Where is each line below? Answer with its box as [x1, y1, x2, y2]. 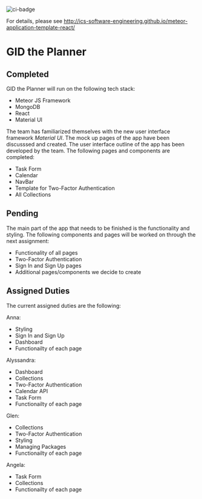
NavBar [15, 178, 34, 185]
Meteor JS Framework [15, 97, 71, 104]
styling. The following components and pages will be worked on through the [6, 230, 196, 238]
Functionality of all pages [15, 249, 78, 256]
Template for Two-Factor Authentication [15, 184, 115, 192]
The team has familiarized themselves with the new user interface [6, 128, 171, 135]
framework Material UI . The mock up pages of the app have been [6, 134, 170, 142]
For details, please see [6, 18, 63, 24]
